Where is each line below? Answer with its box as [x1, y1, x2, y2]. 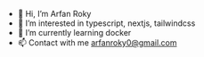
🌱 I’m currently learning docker [17, 28, 132, 37]
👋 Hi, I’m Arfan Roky [17, 9, 92, 19]
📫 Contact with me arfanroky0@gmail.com [17, 37, 177, 48]
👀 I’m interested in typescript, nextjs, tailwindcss [17, 18, 196, 28]
